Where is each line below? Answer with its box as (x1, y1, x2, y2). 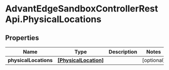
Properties (5, 33, 39, 42)
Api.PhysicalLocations (5, 13, 102, 25)
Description (108, 48, 137, 55)
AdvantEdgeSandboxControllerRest (5, 3, 158, 14)
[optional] (142, 57, 165, 63)
